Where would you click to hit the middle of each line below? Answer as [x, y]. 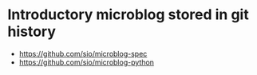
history [32, 32]
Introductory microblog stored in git [128, 15]
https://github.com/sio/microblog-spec [83, 53]
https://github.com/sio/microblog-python [87, 62]
